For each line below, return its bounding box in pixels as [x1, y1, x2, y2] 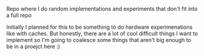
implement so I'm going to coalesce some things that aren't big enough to [6, 37, 192, 43]
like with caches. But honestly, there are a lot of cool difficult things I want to [6, 30, 198, 37]
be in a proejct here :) [6, 43, 60, 50]
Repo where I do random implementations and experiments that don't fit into [6, 5, 198, 12]
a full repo [6, 12, 32, 19]
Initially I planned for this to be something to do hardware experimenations [6, 24, 193, 30]
